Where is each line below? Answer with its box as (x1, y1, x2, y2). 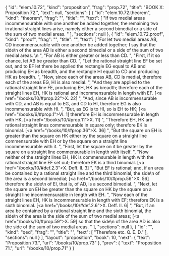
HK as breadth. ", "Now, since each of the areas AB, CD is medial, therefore (5, 74, 162, 80)
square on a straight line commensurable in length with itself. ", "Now (5, 149, 149, 155)
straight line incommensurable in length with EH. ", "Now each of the (5, 191, 148, 198)
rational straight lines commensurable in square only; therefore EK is (5, 122, 147, 128)
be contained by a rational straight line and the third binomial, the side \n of (5, 170, 160, 176)
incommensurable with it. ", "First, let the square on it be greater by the (5, 144, 153, 149)
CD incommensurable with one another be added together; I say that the (5, 42, 156, 47)
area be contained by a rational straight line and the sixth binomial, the (5, 208, 151, 214)
